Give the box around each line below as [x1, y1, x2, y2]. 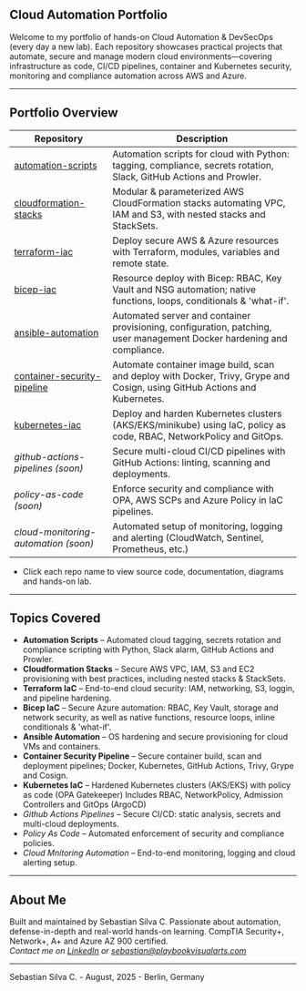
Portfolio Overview [9, 105, 118, 121]
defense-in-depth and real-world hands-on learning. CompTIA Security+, [9, 926, 285, 937]
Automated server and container [112, 309, 251, 322]
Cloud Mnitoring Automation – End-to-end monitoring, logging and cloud [22, 847, 296, 859]
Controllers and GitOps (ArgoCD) [22, 799, 148, 810]
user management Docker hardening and [112, 332, 288, 344]
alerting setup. [22, 857, 77, 868]
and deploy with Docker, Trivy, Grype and [112, 369, 291, 382]
